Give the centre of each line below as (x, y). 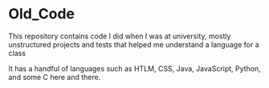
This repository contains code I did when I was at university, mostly (120, 36)
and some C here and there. (55, 77)
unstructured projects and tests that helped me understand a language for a (134, 44)
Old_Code (41, 14)
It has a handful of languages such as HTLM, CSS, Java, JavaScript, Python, (134, 68)
